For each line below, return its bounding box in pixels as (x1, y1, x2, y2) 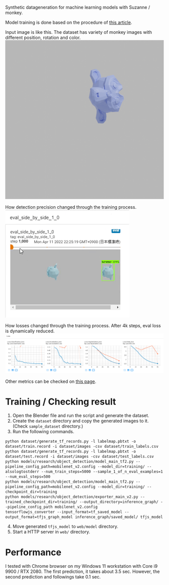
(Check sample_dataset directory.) (12, 423, 83, 429)
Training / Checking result (5, 396, 116, 407)
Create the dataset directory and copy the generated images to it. (12, 418, 149, 424)
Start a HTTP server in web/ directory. (12, 529, 91, 535)
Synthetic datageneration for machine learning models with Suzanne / (5, 5, 150, 10)
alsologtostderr (5, 469, 39, 475)
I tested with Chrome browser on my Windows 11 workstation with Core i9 (5, 563, 158, 569)
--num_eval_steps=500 (5, 474, 51, 480)
